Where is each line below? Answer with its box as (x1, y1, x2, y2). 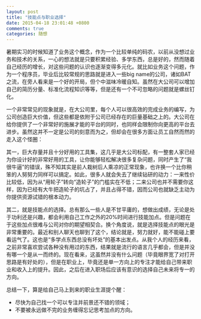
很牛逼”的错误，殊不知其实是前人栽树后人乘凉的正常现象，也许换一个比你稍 (6, 163, 193, 171)
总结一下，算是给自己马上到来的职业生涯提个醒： (6, 286, 127, 293)
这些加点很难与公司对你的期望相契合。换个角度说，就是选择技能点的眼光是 (11, 221, 195, 228)
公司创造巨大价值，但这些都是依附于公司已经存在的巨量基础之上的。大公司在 (6, 113, 195, 120)
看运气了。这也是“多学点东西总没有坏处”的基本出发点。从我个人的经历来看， (6, 236, 194, 243)
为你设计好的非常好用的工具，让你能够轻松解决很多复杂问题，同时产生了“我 (6, 156, 193, 163)
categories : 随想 (6, 31, 48, 37)
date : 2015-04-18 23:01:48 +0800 (6, 20, 90, 26)
